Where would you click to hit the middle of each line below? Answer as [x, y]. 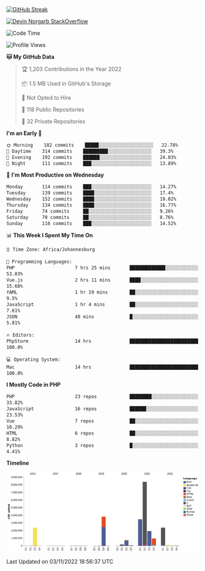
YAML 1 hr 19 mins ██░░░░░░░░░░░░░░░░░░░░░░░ [102, 292]
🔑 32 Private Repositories [53, 121]
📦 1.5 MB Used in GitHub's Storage [66, 83]
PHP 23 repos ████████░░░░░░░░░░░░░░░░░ [102, 397]
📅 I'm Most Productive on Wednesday [55, 175]
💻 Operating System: [34, 359]
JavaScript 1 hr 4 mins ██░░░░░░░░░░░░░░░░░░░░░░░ [102, 304]
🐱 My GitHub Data [31, 57]
